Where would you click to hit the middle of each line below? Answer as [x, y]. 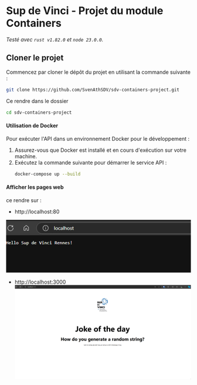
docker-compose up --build [47, 174]
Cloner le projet [35, 58]
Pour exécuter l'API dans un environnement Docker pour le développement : [98, 138]
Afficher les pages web [35, 187]
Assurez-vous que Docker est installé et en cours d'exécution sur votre [100, 150]
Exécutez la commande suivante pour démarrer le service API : [91, 162]
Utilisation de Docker [32, 126]
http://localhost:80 [37, 212]
